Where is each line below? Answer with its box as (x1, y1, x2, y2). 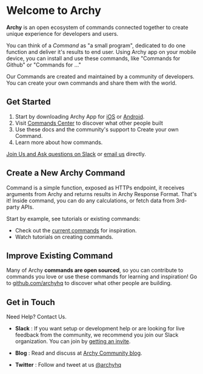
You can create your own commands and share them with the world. (6, 79, 177, 87)
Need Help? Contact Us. (6, 313, 67, 321)
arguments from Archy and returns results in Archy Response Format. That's (6, 190, 197, 197)
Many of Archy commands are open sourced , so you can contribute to (6, 267, 184, 274)
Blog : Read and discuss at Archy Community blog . (15, 349, 142, 357)
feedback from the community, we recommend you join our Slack (15, 331, 179, 339)
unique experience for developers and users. (6, 30, 119, 37)
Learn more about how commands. (15, 139, 103, 146)
